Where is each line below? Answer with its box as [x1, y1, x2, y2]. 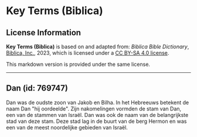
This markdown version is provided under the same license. [6, 61, 151, 68]
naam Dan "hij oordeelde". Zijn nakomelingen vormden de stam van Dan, [6, 105, 182, 112]
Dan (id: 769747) [6, 83, 69, 93]
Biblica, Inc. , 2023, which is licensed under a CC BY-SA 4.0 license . [6, 49, 169, 56]
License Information [6, 28, 81, 38]
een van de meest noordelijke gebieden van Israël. [6, 123, 128, 131]
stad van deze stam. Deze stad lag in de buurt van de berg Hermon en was [6, 118, 187, 125]
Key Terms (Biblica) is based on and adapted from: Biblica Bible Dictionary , [6, 43, 189, 50]
